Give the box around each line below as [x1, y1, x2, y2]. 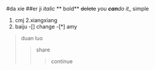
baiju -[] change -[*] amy [14, 23, 77, 30]
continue [50, 58, 73, 65]
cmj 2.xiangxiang [14, 17, 58, 23]
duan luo [20, 35, 43, 41]
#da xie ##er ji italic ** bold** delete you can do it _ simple [6, 5, 149, 12]
